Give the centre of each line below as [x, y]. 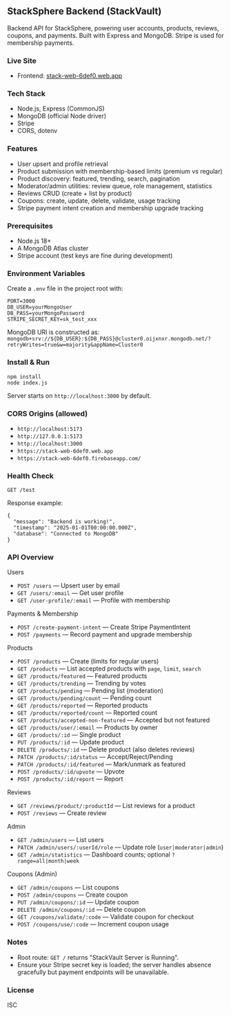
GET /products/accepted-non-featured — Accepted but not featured [113, 720]
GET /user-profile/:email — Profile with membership [93, 601]
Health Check [30, 475]
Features [22, 149]
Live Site [22, 60]
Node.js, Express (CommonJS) [61, 109]
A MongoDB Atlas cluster [53, 248]
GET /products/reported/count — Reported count [87, 713]
